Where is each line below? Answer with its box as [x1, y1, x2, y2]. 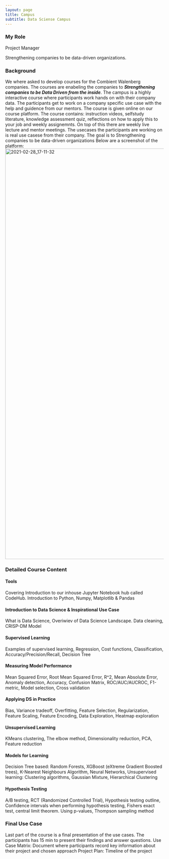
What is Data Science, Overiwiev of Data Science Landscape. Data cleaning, [5, 618, 163, 624]
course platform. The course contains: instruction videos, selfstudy [5, 110, 144, 116]
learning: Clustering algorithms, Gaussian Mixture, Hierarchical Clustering [5, 774, 157, 780]
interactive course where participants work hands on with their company [5, 94, 156, 101]
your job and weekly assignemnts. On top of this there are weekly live [5, 121, 149, 127]
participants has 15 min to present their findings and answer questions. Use [5, 837, 161, 843]
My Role [5, 33, 26, 40]
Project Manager [5, 45, 40, 51]
